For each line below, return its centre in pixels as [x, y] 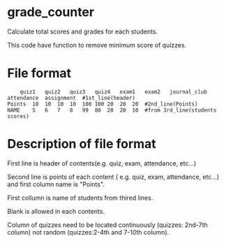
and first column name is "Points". [56, 184]
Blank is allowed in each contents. [56, 211]
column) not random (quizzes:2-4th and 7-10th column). [88, 232]
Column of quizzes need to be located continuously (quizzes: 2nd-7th [107, 225]
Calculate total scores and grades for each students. [83, 31]
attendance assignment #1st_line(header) [71, 98]
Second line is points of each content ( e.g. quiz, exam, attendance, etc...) [113, 177]
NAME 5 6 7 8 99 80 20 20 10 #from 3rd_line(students [112, 110]
